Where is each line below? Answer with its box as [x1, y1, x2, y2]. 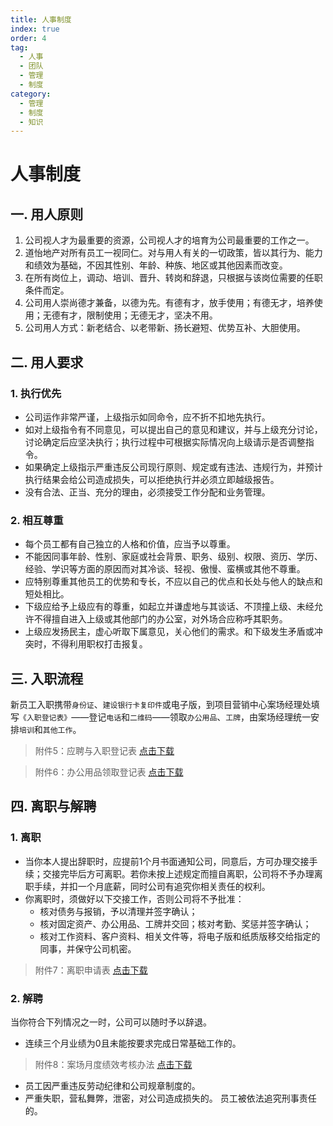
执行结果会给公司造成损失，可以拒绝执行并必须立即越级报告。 [24, 473, 280, 485]
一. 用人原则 [10, 206, 84, 223]
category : [10, 89, 52, 99]
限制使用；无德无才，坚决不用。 [86, 309, 218, 321]
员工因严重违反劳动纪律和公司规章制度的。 [24, 1080, 201, 1092]
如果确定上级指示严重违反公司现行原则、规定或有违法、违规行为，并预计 [24, 461, 323, 473]
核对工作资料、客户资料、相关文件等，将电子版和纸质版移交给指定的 [39, 930, 321, 942]
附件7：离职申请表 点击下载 [34, 964, 148, 976]
